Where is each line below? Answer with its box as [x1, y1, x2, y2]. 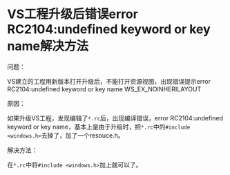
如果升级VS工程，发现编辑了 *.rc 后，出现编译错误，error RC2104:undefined [7, 113, 223, 122]
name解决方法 [7, 39, 88, 54]
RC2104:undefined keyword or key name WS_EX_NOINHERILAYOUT [7, 84, 202, 93]
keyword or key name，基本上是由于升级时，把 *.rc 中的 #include [7, 122, 191, 131]
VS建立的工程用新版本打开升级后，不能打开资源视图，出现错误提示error [7, 77, 211, 85]
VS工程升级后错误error [7, 6, 138, 22]
